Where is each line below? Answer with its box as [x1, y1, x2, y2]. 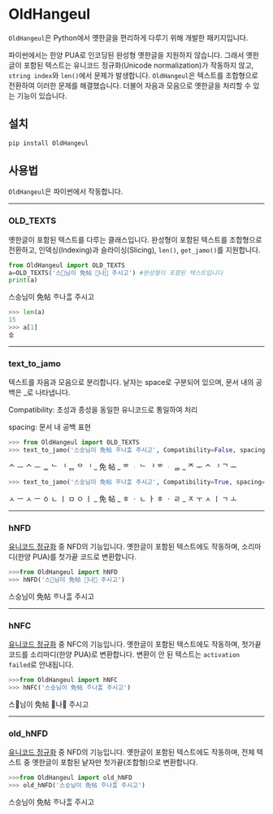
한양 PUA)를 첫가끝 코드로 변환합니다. [17, 552, 136, 562]
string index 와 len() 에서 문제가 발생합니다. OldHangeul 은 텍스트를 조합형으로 [8, 70, 258, 80]
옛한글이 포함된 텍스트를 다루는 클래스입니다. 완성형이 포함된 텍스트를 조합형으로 [8, 234, 262, 244]
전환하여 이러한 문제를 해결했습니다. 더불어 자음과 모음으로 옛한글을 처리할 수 [8, 81, 252, 90]
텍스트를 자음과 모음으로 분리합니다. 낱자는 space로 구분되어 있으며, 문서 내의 [8, 378, 254, 387]
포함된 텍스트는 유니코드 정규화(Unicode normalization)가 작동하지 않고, [23, 60, 254, 70]
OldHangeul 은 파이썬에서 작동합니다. [8, 186, 123, 196]
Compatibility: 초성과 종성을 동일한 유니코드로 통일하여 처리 [8, 405, 198, 415]
